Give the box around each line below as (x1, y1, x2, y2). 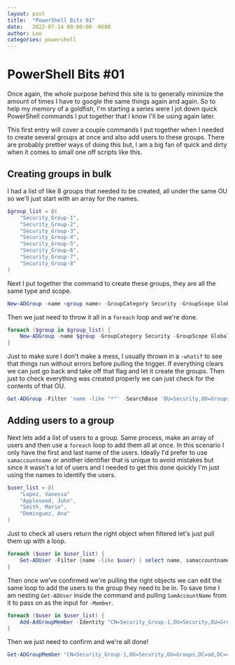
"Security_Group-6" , (20, 247, 80, 254)
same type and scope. (7, 287, 72, 295)
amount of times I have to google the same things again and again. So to (7, 97, 216, 106)
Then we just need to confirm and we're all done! (7, 638, 149, 646)
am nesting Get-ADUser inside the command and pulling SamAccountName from (7, 591, 227, 599)
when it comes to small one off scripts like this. (7, 148, 143, 156)
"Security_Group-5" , (20, 240, 80, 247)
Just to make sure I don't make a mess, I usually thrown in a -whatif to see (7, 352, 222, 361)
